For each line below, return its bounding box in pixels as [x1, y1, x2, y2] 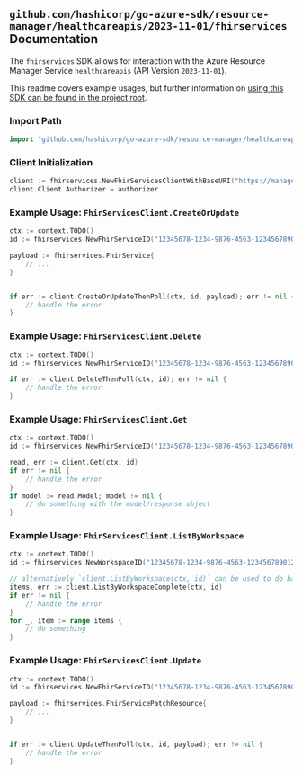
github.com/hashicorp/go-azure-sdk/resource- [9, 8, 270, 22]
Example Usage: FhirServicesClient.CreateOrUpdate [9, 206, 240, 218]
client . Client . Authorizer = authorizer [9, 185, 159, 194]
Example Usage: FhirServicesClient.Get [9, 413, 188, 425]
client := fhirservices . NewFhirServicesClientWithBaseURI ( [9, 176, 235, 186]
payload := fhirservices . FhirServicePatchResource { [9, 699, 207, 708]
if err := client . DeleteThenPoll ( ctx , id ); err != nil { [9, 375, 227, 384]
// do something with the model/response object [25, 500, 211, 509]
